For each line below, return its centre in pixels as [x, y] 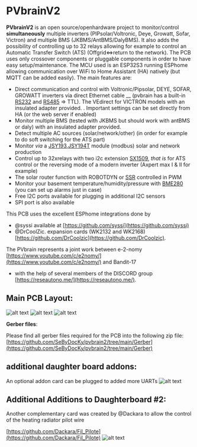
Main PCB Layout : [40, 298]
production [28, 152]
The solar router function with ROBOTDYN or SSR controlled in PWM [98, 177]
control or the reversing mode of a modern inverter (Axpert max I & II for [102, 165]
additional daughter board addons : [72, 367]
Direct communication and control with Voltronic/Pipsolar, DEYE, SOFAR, [103, 89]
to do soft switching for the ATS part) [60, 139]
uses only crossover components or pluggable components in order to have [98, 59]
